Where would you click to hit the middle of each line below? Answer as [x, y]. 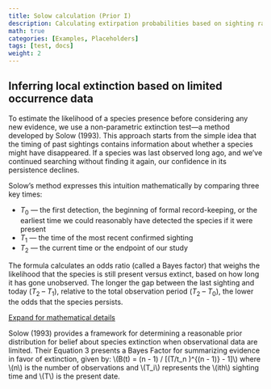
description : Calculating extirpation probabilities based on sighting [131, 23]
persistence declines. [44, 170]
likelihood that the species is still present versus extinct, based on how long [134, 274]
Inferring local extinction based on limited [115, 86]
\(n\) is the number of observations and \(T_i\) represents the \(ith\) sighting [134, 368]
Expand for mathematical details [62, 317]
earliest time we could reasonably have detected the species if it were [136, 220]
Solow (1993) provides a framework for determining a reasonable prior [125, 333]
